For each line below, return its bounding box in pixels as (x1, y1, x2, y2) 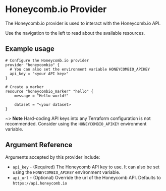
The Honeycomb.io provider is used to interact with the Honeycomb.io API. (5, 20, 161, 26)
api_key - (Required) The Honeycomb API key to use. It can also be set (12, 164, 160, 170)
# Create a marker (5, 84, 44, 89)
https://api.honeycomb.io (12, 180, 67, 186)
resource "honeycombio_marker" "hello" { (5, 89, 94, 94)
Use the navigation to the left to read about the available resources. (5, 30, 145, 36)
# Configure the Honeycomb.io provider (5, 58, 89, 63)
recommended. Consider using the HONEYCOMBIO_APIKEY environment (5, 120, 147, 126)
